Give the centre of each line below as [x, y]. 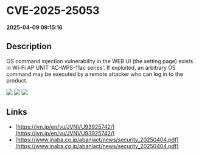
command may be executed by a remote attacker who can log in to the [95, 74]
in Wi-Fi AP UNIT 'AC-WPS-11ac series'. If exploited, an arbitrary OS [91, 67]
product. [17, 80]
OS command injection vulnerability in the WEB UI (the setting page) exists [100, 61]
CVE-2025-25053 [53, 11]
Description [29, 46]
